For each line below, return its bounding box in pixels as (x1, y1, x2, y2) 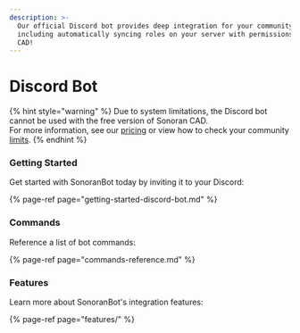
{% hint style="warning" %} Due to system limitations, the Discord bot (9, 106, 268, 117)
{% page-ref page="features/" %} (9, 314, 136, 325)
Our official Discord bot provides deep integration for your (17, 21, 254, 30)
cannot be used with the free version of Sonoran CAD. (9, 115, 208, 126)
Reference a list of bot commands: (9, 237, 137, 247)
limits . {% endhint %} (9, 135, 87, 146)
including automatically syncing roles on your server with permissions (17, 29, 294, 38)
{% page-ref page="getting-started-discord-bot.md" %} (9, 194, 218, 205)
